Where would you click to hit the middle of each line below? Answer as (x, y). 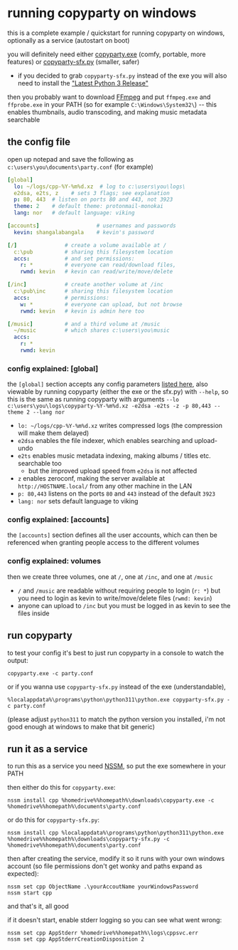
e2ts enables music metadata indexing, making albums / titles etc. (114, 456)
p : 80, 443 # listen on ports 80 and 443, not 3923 (93, 200)
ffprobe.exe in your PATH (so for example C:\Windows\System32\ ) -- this (112, 104)
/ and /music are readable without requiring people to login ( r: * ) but (119, 590)
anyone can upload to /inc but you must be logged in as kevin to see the (124, 605)
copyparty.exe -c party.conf (50, 673)
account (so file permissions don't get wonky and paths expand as (105, 866)
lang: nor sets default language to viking (78, 501)
